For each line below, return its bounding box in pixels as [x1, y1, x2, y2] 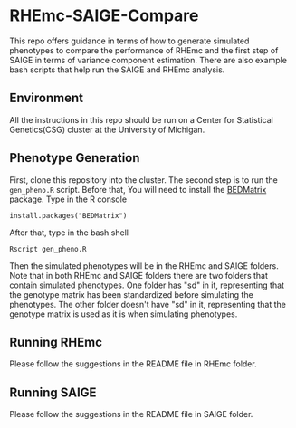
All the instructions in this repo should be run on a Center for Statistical [9, 114, 273, 125]
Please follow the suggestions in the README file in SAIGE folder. [9, 409, 253, 420]
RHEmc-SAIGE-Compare [9, 5, 199, 26]
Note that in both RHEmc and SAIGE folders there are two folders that [9, 270, 269, 281]
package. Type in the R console [9, 194, 128, 204]
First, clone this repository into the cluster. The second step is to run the [9, 174, 279, 185]
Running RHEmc [9, 334, 102, 349]
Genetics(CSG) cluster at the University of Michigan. [9, 124, 205, 135]
